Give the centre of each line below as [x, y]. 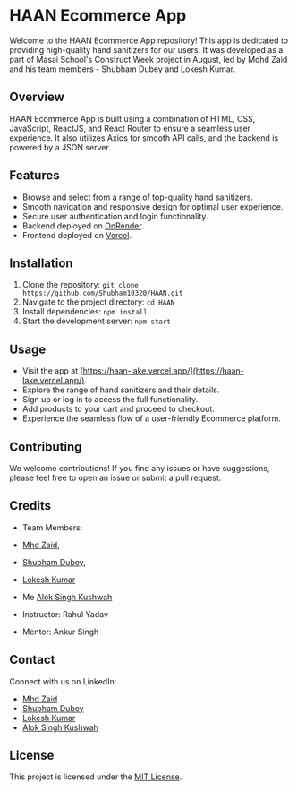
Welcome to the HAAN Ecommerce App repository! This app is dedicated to [149, 40]
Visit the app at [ [52, 371]
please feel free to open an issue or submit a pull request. [115, 477]
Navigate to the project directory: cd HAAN [98, 302]
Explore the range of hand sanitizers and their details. [121, 390]
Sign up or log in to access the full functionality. [110, 400]
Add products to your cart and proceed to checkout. [118, 409]
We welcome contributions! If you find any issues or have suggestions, [140, 468]
